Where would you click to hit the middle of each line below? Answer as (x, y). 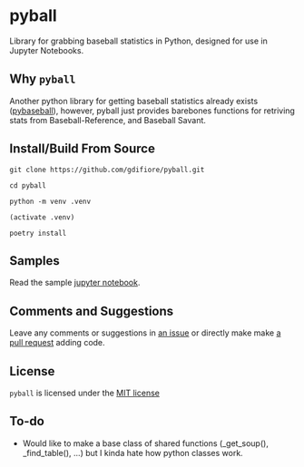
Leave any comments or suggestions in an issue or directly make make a (145, 333)
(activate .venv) (42, 217)
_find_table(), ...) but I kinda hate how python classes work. (132, 452)
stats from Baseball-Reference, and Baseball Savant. (108, 120)
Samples (35, 261)
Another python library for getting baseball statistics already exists (134, 101)
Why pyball (43, 79)
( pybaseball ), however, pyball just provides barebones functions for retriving (152, 111)
